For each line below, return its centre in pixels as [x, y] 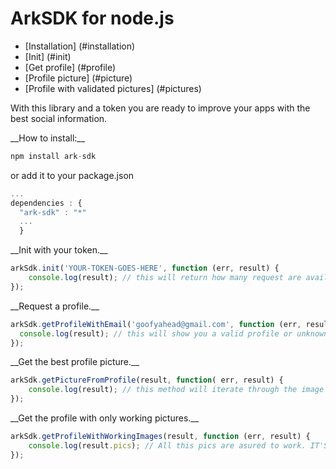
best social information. [59, 118]
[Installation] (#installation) [80, 46]
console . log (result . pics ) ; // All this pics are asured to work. [167, 445]
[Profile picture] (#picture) [78, 78]
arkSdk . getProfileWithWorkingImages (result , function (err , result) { [160, 437]
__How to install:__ [48, 138]
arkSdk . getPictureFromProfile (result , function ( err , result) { [147, 380]
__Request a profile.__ [55, 306]
